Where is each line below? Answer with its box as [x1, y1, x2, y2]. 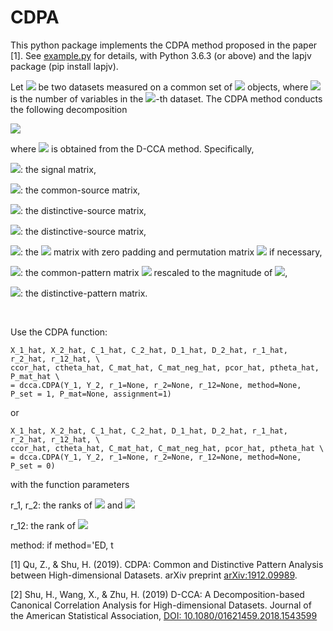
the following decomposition [10, 103, 128, 115]
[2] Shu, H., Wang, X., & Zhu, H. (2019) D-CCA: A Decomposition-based [10, 588, 305, 600]
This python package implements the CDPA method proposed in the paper [10, 39, 318, 51]
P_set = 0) [10, 461, 56, 471]
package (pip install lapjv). [10, 60, 119, 72]
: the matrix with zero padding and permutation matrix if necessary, [20, 246, 323, 258]
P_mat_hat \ [10, 371, 60, 381]
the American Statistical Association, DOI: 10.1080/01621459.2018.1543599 [10, 609, 318, 621]
